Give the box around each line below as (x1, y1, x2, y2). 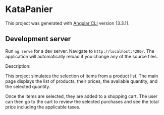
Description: (5, 63, 31, 69)
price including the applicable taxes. (5, 104, 81, 110)
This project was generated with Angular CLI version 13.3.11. (5, 20, 130, 26)
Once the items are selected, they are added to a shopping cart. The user (5, 93, 158, 99)
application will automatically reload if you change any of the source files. (5, 53, 158, 59)
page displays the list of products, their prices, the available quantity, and (5, 78, 158, 84)
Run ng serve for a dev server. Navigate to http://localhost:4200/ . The (5, 48, 155, 54)
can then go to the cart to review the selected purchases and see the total (5, 98, 159, 104)
